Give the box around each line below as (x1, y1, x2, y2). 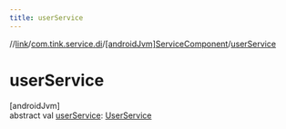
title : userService (9, 13, 84, 23)
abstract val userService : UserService (9, 110, 152, 121)
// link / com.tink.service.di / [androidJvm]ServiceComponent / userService (9, 38, 276, 49)
